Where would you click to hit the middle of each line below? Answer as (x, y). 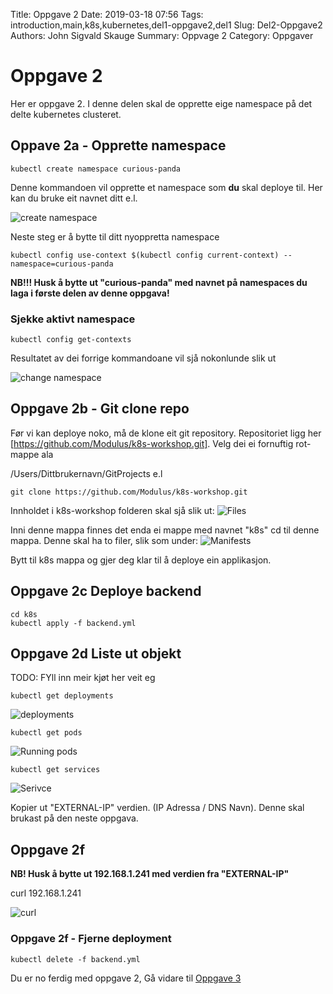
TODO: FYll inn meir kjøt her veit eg (83, 678)
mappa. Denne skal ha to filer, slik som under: (104, 540)
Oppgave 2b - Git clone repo (100, 409)
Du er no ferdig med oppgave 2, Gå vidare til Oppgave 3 (126, 978)
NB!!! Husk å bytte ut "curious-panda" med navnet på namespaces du (159, 282)
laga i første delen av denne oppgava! (90, 293)
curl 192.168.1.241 (46, 893)
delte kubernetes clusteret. (66, 114)
